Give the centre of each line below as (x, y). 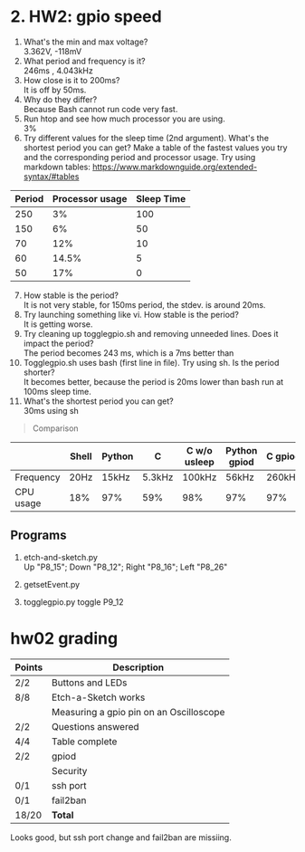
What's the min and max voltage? (86, 42)
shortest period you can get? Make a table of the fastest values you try (155, 148)
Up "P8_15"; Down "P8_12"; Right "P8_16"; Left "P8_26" (125, 567)
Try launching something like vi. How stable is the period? (131, 314)
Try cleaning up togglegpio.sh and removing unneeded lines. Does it (151, 333)
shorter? (39, 372)
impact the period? (58, 343)
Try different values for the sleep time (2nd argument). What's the (146, 138)
